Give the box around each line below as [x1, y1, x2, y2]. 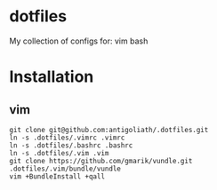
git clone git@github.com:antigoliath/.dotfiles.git [9, 125, 209, 134]
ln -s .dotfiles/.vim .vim [9, 148, 109, 157]
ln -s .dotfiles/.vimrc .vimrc [9, 133, 125, 142]
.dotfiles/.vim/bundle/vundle [9, 164, 122, 173]
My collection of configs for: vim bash [9, 36, 149, 46]
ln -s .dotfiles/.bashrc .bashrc [9, 140, 133, 150]
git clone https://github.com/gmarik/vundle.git [9, 156, 193, 165]
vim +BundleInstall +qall [9, 171, 105, 181]
